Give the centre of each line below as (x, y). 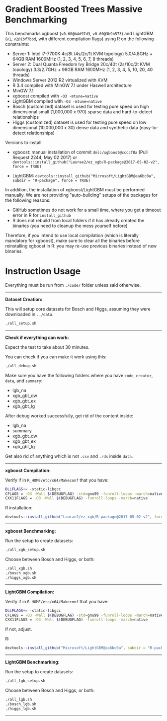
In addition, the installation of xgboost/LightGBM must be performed (75, 189)
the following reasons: (28, 200)
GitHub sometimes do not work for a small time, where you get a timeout (86, 210)
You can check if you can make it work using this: (56, 357)
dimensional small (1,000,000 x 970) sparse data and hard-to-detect (82, 112)
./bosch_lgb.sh (21, 704)
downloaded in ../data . (29, 314)
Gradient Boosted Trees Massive (74, 9)
